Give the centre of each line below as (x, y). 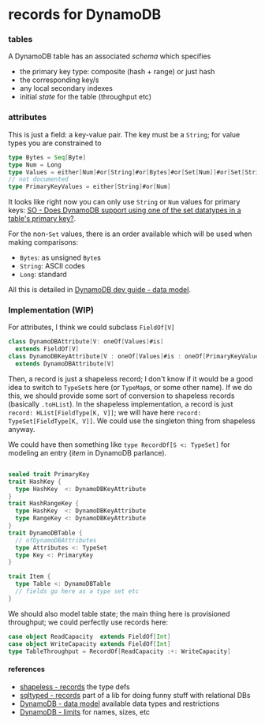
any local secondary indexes (66, 88)
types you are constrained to (55, 143)
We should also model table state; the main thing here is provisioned (119, 613)
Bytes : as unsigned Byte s (60, 257)
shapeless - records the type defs (75, 686)
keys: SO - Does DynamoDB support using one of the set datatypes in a (125, 210)
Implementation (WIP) (51, 310)
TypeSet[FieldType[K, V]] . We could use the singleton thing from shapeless (132, 421)
